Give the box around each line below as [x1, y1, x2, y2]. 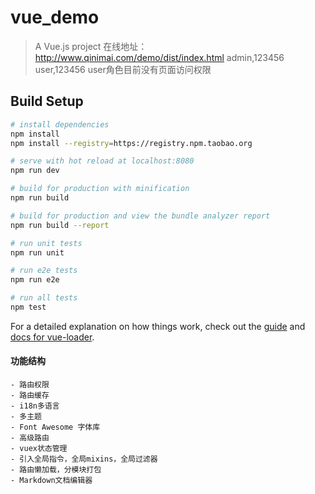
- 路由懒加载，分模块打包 [10, 465, 102, 475]
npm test [10, 302, 47, 312]
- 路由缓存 [10, 391, 50, 401]
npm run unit [10, 247, 65, 258]
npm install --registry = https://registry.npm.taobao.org [10, 138, 253, 148]
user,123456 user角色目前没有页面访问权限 [34, 63, 212, 75]
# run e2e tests [10, 266, 78, 276]
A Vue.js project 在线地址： [34, 40, 148, 52]
